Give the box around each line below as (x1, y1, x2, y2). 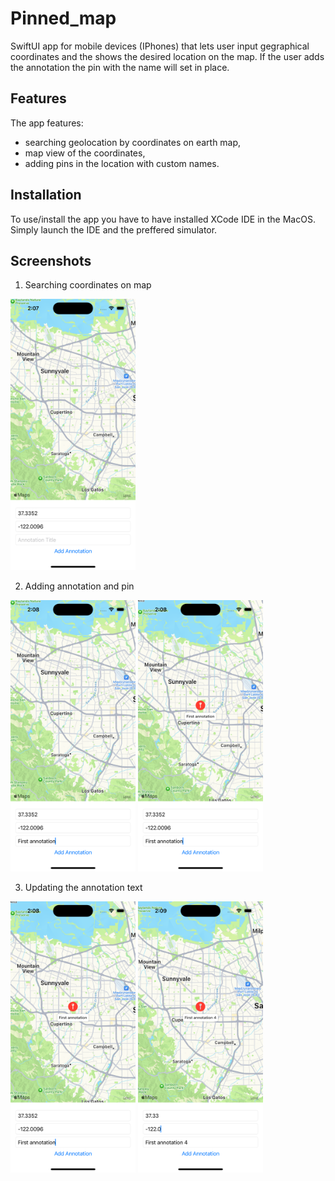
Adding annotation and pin (24, 580, 135, 592)
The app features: (10, 117, 84, 129)
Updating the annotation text (24, 882, 143, 894)
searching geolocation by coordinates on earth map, (24, 136, 242, 148)
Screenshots (10, 252, 92, 269)
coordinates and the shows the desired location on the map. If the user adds (10, 50, 325, 62)
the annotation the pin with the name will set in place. (10, 61, 230, 73)
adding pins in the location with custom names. (24, 157, 220, 169)
